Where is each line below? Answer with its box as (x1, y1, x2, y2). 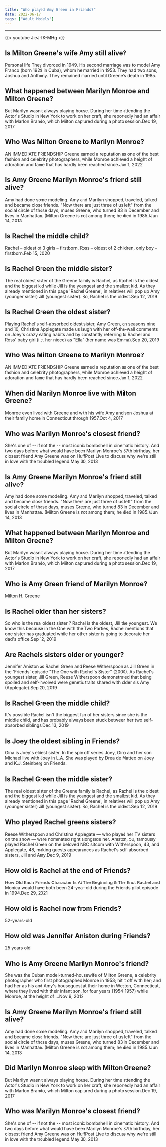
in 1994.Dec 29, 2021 (5, 890, 48, 896)
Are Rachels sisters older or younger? (5, 651, 124, 659)
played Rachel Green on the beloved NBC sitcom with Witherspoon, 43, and (5, 841, 160, 847)
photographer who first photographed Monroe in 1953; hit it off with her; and (5, 977, 161, 984)
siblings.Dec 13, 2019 (25, 722, 69, 728)
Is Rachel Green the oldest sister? (5, 308, 111, 316)
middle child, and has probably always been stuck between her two (5, 717, 143, 723)
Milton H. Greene (5, 593, 40, 599)
